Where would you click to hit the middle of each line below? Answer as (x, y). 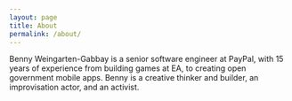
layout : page (33, 17)
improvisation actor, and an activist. (74, 87)
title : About (33, 26)
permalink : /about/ (45, 34)
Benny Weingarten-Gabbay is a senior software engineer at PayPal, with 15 (146, 59)
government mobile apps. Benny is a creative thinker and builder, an (134, 78)
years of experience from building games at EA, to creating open (128, 68)
